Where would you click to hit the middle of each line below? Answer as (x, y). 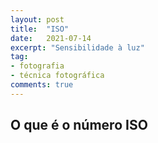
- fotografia (37, 66)
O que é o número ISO (79, 125)
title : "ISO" (40, 29)
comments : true (42, 85)
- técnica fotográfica (57, 76)
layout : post (37, 19)
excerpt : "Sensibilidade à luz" (77, 47)
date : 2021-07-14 (51, 38)
